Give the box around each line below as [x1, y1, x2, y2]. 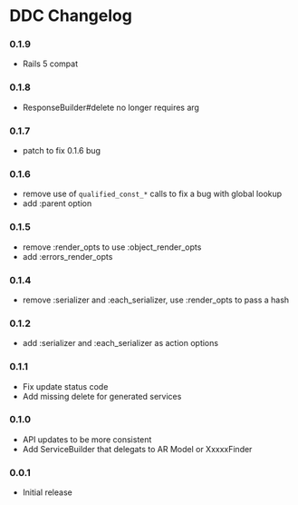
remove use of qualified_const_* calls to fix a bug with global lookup [22, 188, 283, 200]
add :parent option [22, 198, 92, 209]
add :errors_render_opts [22, 251, 113, 262]
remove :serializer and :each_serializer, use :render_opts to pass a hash [22, 294, 290, 305]
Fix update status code [22, 381, 109, 391]
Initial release [22, 487, 72, 498]
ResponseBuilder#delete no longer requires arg [22, 102, 199, 113]
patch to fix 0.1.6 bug [22, 145, 101, 156]
